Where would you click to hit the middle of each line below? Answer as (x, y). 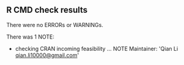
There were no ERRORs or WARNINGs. (55, 25)
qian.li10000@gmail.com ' (47, 55)
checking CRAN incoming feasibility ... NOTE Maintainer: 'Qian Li (97, 48)
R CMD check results (47, 10)
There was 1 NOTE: (31, 37)
